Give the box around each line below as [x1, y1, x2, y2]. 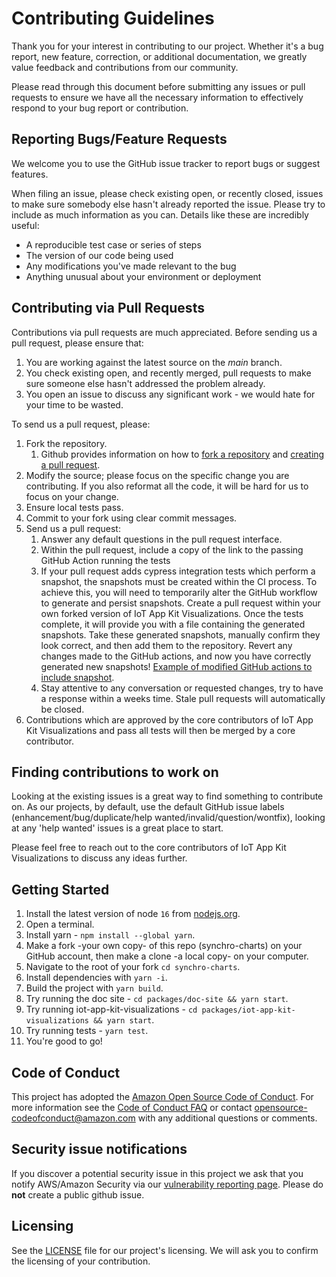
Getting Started [11, 881, 110, 898]
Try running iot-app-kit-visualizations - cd [25, 1003, 198, 1016]
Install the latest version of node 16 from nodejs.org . [25, 908, 241, 920]
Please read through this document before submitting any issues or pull [11, 80, 306, 92]
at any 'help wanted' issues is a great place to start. [11, 822, 224, 834]
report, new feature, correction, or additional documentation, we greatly [11, 50, 308, 62]
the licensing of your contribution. [11, 1255, 151, 1267]
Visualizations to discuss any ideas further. [11, 852, 188, 864]
